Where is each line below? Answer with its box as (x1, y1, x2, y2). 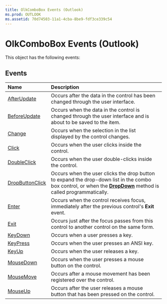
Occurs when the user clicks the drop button (51, 170, 155, 177)
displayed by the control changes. (51, 133, 130, 140)
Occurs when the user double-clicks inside (51, 155, 153, 162)
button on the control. (51, 262, 101, 269)
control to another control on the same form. (51, 224, 154, 231)
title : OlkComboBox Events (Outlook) (5, 7, 83, 12)
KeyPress (7, 240, 30, 247)
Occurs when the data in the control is (51, 107, 140, 114)
